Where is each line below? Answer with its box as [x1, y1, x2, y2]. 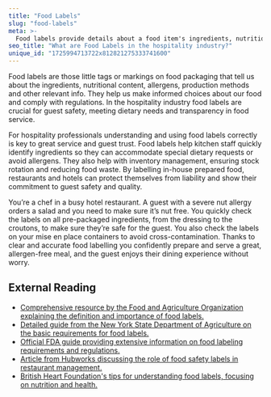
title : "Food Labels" [8, 11, 81, 20]
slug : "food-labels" [8, 19, 78, 27]
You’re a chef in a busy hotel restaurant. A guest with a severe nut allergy [8, 197, 252, 207]
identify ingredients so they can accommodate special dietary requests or [8, 147, 254, 157]
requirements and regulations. [19, 345, 120, 355]
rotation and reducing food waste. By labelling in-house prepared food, [8, 165, 244, 174]
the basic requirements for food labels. [19, 328, 149, 338]
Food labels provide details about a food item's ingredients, [15, 34, 232, 43]
